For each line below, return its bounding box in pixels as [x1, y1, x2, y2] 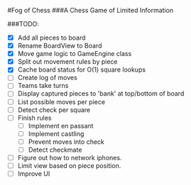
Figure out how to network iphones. [17, 153, 122, 162]
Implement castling [28, 129, 84, 138]
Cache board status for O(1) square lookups [17, 65, 146, 74]
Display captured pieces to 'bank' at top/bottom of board [17, 89, 185, 98]
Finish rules [17, 113, 52, 122]
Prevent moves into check [28, 138, 105, 146]
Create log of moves [17, 74, 78, 82]
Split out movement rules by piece [17, 57, 118, 66]
